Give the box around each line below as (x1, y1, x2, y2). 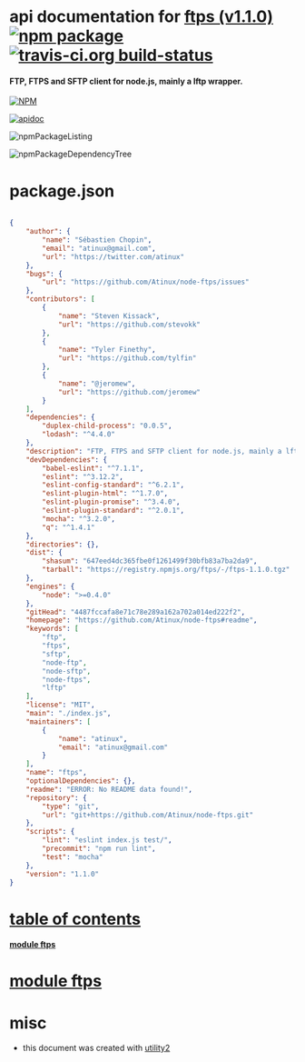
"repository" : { (25, 793, 88, 802)
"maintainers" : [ (25, 716, 92, 726)
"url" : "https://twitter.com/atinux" (42, 252, 184, 261)
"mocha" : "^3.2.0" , (42, 514, 116, 524)
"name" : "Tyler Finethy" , (57, 346, 156, 355)
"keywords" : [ (25, 625, 79, 634)
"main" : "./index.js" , (25, 709, 112, 718)
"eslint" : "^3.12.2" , (42, 472, 124, 481)
